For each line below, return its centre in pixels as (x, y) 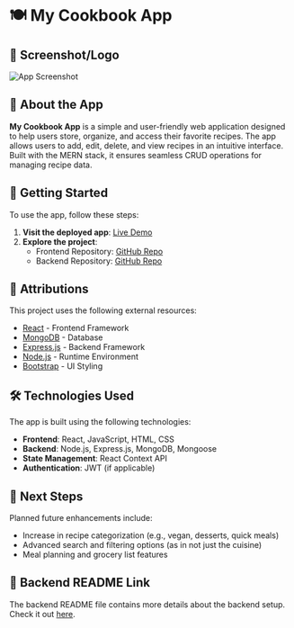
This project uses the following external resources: (103, 310)
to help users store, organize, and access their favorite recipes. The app (143, 136)
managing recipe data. (51, 165)
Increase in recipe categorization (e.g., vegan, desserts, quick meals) (151, 535)
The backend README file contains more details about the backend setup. (147, 604)
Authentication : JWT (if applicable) (89, 468)
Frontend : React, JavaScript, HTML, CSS (98, 439)
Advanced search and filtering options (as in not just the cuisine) (142, 545)
